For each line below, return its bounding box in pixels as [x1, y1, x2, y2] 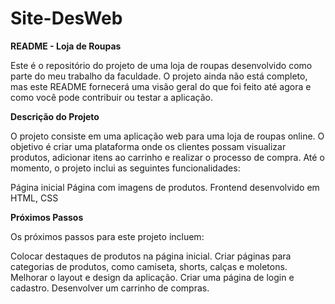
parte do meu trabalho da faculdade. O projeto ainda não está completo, [10, 70, 308, 82]
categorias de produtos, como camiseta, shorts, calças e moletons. [10, 260, 288, 272]
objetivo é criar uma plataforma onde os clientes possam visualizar [10, 140, 287, 152]
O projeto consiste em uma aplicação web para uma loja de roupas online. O [10, 130, 325, 142]
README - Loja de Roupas [10, 40, 122, 52]
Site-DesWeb [10, 7, 123, 30]
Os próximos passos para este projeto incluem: [10, 230, 205, 242]
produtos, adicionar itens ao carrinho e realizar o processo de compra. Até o [10, 151, 325, 163]
